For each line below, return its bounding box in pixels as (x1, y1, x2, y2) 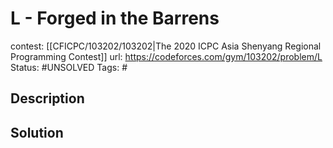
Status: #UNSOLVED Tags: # (10, 61, 128, 73)
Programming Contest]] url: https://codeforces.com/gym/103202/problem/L (10, 50, 323, 62)
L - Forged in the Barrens (10, 7, 220, 30)
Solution (10, 124, 64, 141)
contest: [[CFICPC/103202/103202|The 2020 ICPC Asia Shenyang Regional (10, 40, 322, 52)
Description (10, 90, 85, 107)
